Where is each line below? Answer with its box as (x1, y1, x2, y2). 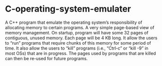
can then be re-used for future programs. (5, 55, 88, 61)
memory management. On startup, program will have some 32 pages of (5, 30, 148, 35)
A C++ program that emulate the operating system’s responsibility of (5, 19, 143, 25)
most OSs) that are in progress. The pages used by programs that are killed (5, 50, 156, 56)
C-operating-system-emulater (5, 3, 131, 15)
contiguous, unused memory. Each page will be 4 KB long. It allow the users (5, 35, 158, 41)
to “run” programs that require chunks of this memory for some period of (5, 40, 151, 46)
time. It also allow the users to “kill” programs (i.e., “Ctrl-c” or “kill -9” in (5, 45, 148, 51)
